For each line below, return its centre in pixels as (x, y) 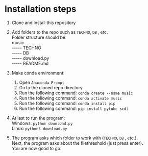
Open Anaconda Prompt (42, 82)
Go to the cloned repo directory (51, 87)
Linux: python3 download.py (39, 128)
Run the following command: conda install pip (67, 103)
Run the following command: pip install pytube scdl (74, 108)
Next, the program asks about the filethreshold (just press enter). (77, 143)
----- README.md (30, 63)
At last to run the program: (38, 118)
